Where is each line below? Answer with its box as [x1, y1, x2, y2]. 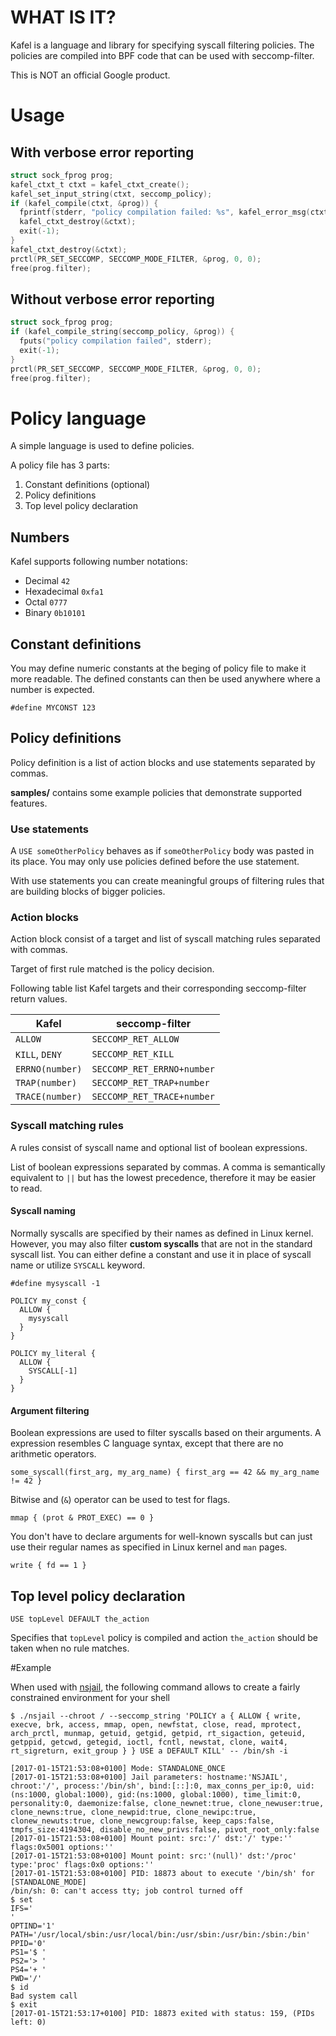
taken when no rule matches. [10, 1642, 130, 1654]
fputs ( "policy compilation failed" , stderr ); [19, 336, 213, 346]
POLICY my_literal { [10, 1348, 97, 1358]
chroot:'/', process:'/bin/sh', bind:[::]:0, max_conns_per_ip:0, [10, 1781, 293, 1791]
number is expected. [10, 684, 95, 696]
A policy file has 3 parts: [10, 459, 110, 471]
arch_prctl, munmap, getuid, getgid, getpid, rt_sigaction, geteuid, [10, 1728, 307, 1738]
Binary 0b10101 [24, 607, 86, 619]
